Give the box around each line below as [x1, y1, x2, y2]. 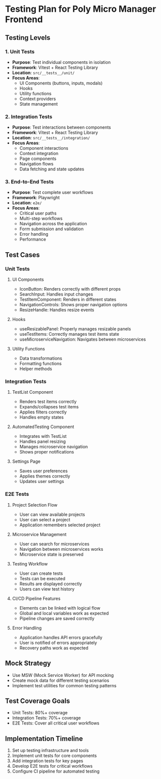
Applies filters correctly [19, 409, 67, 415]
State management [19, 101, 58, 107]
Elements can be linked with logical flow [19, 605, 100, 611]
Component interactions [19, 145, 69, 151]
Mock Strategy [5, 659, 51, 668]
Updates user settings [19, 479, 65, 484]
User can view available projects [19, 511, 85, 517]
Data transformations [19, 355, 63, 361]
